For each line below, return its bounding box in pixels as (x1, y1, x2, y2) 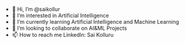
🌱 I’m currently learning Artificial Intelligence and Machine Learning (11, 18, 180, 25)
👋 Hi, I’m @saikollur (11, 6, 60, 12)
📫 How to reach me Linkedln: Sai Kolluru (11, 32, 114, 38)
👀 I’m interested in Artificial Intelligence (11, 12, 110, 19)
